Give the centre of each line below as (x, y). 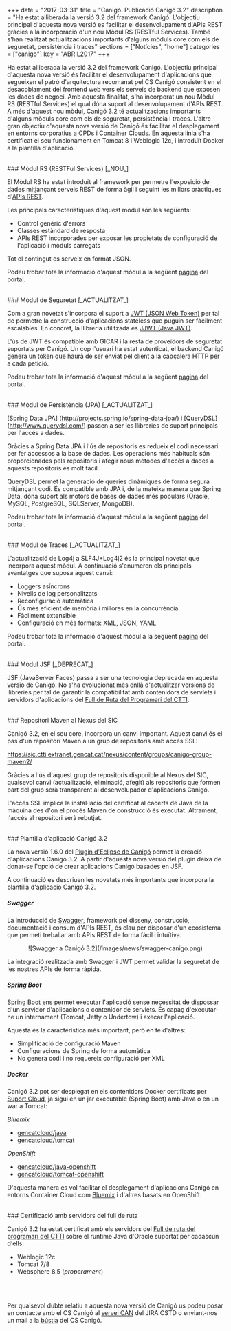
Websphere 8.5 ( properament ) (60, 1271)
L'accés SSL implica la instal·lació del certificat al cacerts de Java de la (108, 803)
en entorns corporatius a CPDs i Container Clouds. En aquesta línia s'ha (109, 133)
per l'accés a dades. (36, 433)
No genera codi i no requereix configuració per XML (91, 1058)
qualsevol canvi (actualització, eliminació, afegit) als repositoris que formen (114, 782)
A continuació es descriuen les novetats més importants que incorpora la (111, 880)
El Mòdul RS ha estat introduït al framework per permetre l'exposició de (108, 182)
